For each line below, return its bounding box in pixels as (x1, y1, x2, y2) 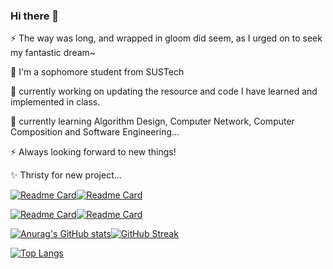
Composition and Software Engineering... (10, 126, 180, 138)
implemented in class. (10, 96, 101, 108)
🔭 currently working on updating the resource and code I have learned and (10, 85, 318, 98)
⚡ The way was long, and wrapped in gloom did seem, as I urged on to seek (10, 32, 323, 44)
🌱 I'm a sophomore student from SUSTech (10, 66, 185, 78)
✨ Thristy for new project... (10, 169, 122, 181)
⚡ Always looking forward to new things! (10, 146, 177, 158)
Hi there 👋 (10, 9, 60, 23)
